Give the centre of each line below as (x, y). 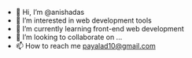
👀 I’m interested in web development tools (83, 20)
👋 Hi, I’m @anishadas (50, 12)
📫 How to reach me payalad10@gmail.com (85, 46)
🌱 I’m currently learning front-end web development (100, 29)
